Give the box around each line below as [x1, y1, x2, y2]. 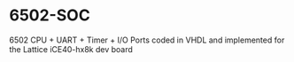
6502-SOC [9, 5, 90, 26]
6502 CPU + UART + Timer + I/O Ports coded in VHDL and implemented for [9, 35, 285, 45]
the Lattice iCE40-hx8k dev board [9, 43, 133, 54]
